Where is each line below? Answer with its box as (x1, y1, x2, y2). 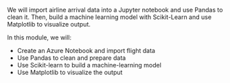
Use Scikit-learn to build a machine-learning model (16, 61, 161, 69)
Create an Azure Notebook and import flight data (16, 47, 156, 54)
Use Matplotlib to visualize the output (16, 68, 123, 76)
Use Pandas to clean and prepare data (16, 54, 126, 62)
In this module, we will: (7, 33, 72, 41)
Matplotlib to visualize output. (7, 20, 91, 28)
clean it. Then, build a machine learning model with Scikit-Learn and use (7, 13, 211, 21)
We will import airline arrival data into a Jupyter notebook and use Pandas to (7, 6, 223, 14)
